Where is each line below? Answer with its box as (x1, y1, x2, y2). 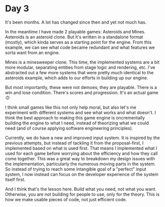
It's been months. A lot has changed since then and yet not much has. (5, 19, 147, 25)
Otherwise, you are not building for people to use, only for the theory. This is (5, 191, 160, 197)
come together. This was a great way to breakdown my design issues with (5, 155, 155, 161)
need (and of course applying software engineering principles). (5, 125, 134, 131)
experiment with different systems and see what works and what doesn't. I (5, 109, 156, 116)
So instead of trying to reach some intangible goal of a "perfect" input (5, 166, 146, 172)
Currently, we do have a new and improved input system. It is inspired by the (5, 135, 160, 141)
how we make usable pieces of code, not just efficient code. (5, 196, 127, 202)
